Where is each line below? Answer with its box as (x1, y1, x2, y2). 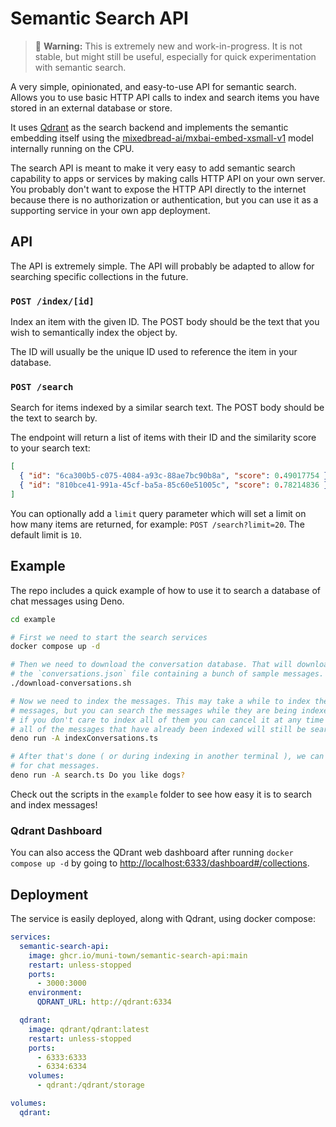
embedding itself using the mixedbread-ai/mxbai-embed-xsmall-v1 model (10, 132, 314, 144)
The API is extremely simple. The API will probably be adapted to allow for (10, 260, 315, 272)
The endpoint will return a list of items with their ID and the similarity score (10, 432, 317, 444)
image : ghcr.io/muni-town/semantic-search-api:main (28, 950, 248, 961)
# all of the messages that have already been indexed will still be (10, 724, 307, 734)
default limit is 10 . (10, 528, 82, 541)
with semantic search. (34, 61, 127, 73)
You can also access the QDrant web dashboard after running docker (10, 847, 294, 859)
